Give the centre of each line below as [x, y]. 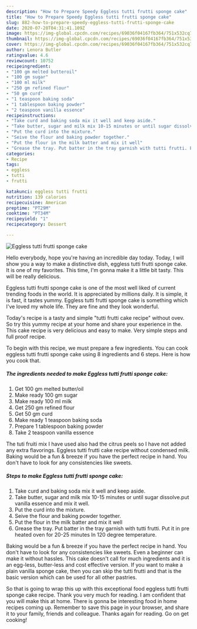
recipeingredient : [28, 66]
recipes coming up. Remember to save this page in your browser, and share [97, 607]
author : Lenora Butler [34, 50]
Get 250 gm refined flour [45, 407]
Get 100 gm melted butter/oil [49, 389]
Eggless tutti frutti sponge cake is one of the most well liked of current [91, 287]
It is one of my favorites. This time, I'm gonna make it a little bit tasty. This [95, 270]
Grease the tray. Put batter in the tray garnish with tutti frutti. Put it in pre [102, 528]
